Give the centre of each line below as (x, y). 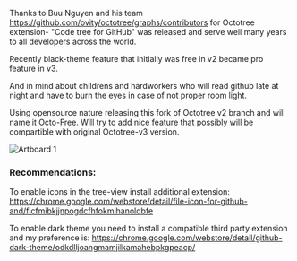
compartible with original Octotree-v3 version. (94, 132)
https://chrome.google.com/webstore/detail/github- (187, 238)
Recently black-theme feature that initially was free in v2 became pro (136, 59)
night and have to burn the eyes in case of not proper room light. (128, 95)
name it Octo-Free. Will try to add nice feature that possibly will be (132, 122)
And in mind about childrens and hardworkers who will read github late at (144, 86)
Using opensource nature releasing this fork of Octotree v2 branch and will (147, 113)
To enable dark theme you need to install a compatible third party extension (148, 229)
